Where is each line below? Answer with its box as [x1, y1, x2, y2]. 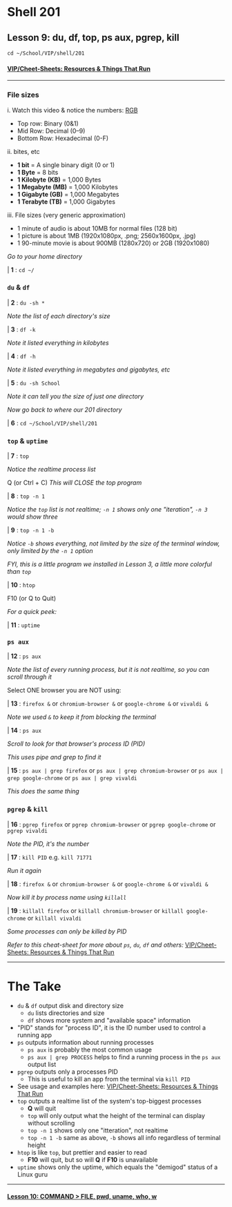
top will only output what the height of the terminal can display [27, 1111, 206, 1119]
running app [17, 1030, 52, 1039]
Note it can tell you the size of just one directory [7, 392, 144, 400]
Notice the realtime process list [7, 465, 96, 474]
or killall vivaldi [27, 914, 81, 922]
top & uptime [7, 436, 48, 445]
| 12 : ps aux [7, 652, 41, 660]
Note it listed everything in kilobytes [7, 338, 109, 347]
